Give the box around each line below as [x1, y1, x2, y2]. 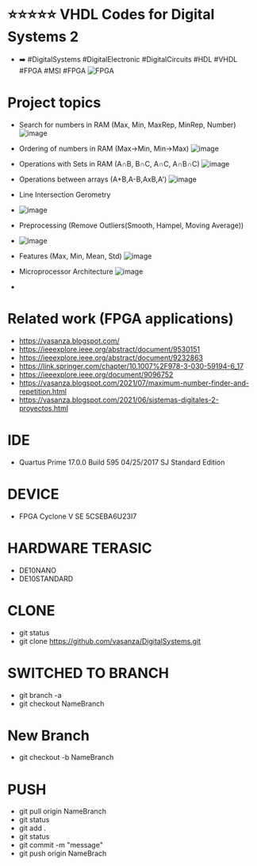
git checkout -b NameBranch [18, 753, 114, 762]
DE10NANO [18, 565, 57, 575]
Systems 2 [7, 28, 79, 46]
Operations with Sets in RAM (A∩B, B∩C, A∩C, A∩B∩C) [18, 159, 200, 168]
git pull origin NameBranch [18, 807, 106, 816]
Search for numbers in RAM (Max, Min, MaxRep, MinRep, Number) [18, 120, 236, 129]
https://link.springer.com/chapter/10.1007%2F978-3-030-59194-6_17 [18, 361, 244, 370]
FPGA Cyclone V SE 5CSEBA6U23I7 [18, 512, 137, 521]
